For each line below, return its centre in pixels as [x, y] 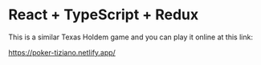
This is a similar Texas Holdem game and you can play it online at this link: [130, 37]
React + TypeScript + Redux [104, 15]
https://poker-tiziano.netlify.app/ [62, 52]
